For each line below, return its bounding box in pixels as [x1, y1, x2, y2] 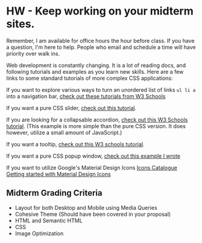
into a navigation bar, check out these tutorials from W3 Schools [6, 92, 166, 100]
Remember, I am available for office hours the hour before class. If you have [6, 37, 195, 44]
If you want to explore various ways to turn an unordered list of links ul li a [6, 86, 196, 93]
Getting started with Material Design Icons [6, 170, 111, 178]
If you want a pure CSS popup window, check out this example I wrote [6, 152, 181, 160]
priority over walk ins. [6, 50, 60, 57]
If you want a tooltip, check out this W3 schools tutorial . [6, 140, 145, 147]
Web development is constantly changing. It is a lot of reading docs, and [6, 62, 186, 69]
